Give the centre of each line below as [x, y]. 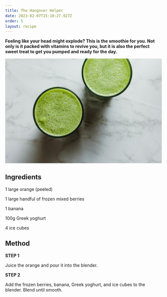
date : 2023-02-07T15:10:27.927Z [39, 16]
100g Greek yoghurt [26, 218]
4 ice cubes [17, 228]
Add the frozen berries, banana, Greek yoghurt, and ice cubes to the [75, 285]
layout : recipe [21, 26]
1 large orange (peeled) [29, 189]
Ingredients [23, 177]
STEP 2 [13, 275]
